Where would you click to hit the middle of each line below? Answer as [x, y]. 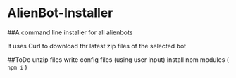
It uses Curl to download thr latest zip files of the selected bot [97, 46]
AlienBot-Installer [60, 13]
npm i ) [17, 67]
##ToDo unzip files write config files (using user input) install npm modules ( [118, 59]
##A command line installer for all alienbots [70, 32]
